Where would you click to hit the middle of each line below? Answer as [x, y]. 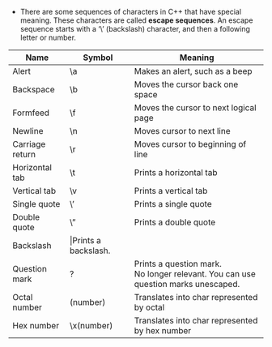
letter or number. [48, 37]
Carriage [29, 144]
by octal [149, 307]
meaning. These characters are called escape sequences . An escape [136, 20]
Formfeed [31, 113]
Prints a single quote [173, 204]
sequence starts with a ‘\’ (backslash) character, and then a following [135, 29]
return [24, 154]
